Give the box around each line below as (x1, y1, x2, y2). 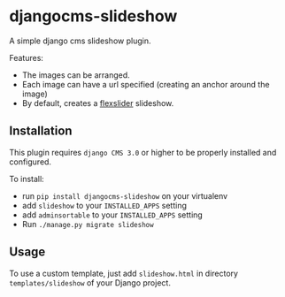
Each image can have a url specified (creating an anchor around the (21, 79, 270, 89)
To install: (9, 173, 44, 184)
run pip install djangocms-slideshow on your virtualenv (21, 190, 228, 201)
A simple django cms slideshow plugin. (9, 35, 151, 46)
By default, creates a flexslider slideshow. (21, 97, 174, 108)
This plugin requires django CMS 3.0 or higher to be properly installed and (9, 147, 277, 157)
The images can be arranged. (21, 69, 130, 80)
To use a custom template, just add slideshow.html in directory (9, 268, 239, 278)
